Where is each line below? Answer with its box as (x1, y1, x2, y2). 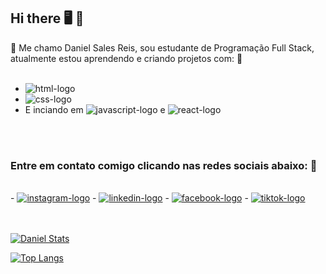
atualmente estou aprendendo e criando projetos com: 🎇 (10, 52, 243, 64)
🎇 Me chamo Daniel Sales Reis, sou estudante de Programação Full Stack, (10, 41, 315, 54)
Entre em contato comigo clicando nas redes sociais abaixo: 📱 (10, 158, 318, 172)
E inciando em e (24, 103, 166, 115)
